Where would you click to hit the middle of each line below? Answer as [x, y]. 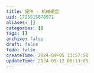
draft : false [22, 45]
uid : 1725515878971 [30, 17]
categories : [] [25, 28]
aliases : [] [21, 22]
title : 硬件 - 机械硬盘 [33, 11]
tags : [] [17, 34]
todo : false [21, 50]
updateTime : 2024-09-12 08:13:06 [47, 61]
